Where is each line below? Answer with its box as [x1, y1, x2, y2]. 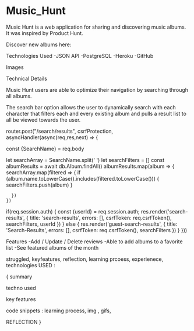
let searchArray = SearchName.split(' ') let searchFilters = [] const [6, 156, 165, 163]
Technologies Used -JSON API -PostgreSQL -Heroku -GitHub [6, 52, 154, 59]
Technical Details [6, 75, 48, 82]
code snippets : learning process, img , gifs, [6, 307, 111, 314]
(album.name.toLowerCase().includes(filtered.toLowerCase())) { [6, 175, 160, 182]
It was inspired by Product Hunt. [6, 29, 83, 36]
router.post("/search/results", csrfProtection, [6, 127, 114, 135]
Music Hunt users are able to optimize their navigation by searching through [6, 86, 188, 93]
